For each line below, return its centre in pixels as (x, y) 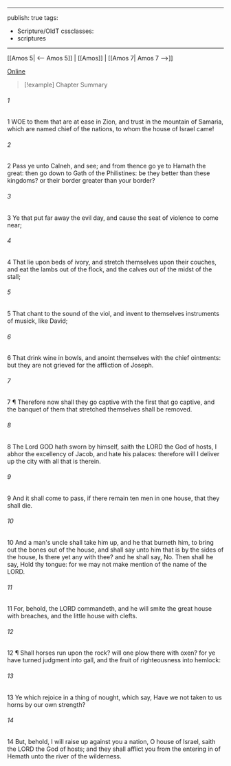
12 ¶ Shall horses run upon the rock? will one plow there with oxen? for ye (111, 653)
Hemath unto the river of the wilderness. (64, 756)
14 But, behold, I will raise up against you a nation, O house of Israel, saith (111, 741)
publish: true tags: (33, 18)
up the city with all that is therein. (54, 461)
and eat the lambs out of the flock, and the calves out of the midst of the (110, 269)
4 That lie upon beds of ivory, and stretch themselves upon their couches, (112, 262)
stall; (14, 276)
